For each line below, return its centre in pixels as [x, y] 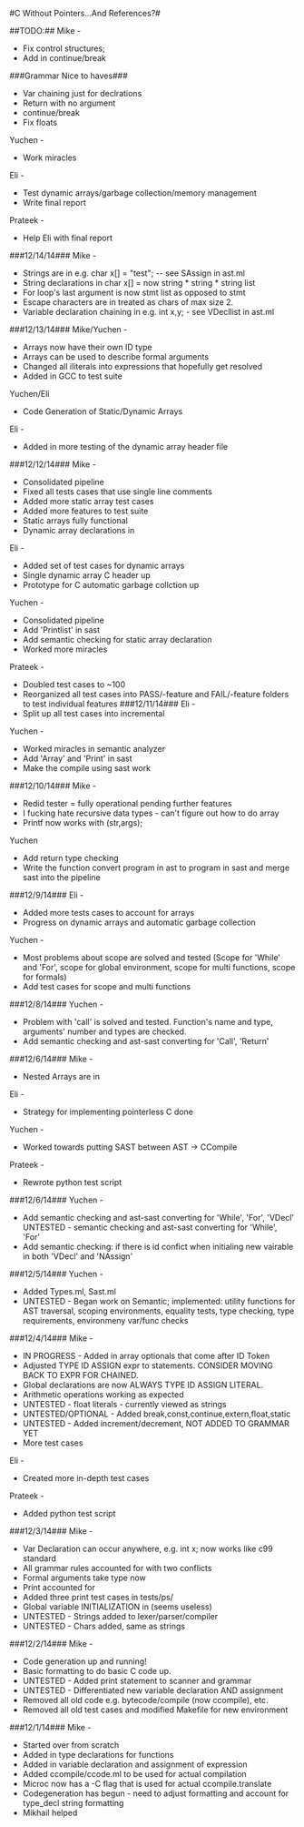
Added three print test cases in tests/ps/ [98, 1597]
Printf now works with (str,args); [83, 822]
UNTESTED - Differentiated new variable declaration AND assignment [153, 1690]
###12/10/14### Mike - [53, 786]
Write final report [54, 203]
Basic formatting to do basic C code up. [97, 1671]
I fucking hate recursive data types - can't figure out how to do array [151, 813]
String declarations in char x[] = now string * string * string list [139, 283]
